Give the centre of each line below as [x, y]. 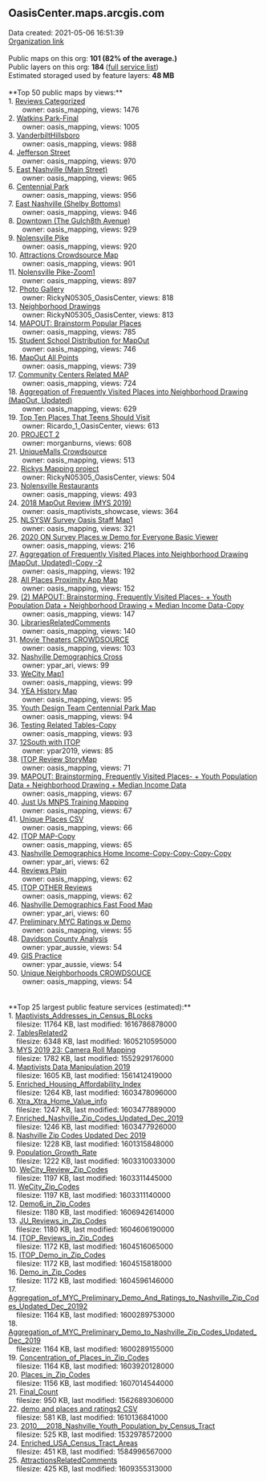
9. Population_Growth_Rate [53, 1152]
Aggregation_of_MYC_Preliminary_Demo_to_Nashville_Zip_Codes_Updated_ [133, 1331]
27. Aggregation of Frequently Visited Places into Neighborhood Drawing [128, 553]
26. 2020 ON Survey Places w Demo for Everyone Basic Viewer [113, 537]
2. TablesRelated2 [38, 1032]
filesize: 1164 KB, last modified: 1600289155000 [95, 1349]
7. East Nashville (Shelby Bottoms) [65, 204]
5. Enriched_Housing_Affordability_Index [75, 1084]
